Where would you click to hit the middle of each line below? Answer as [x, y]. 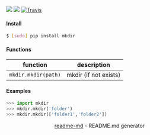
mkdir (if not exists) [94, 75]
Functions [19, 49]
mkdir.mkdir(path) [35, 75]
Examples [19, 91]
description [94, 65]
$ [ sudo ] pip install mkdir [41, 36]
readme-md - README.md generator [100, 126]
